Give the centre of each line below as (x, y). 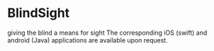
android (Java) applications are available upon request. (88, 40)
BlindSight (39, 13)
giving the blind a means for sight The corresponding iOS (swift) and (107, 33)
